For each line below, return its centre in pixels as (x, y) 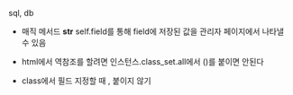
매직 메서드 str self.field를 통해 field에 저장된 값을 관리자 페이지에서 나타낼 (153, 31)
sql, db (21, 13)
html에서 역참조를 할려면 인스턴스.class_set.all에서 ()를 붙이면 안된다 (142, 61)
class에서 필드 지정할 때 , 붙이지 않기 (86, 81)
